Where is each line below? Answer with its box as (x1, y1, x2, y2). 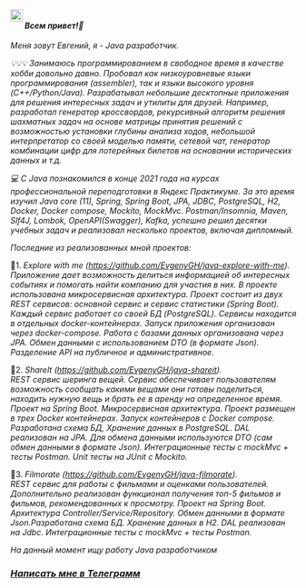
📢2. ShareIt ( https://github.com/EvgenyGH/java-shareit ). (10, 364, 222, 375)
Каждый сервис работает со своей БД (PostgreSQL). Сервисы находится (10, 308, 297, 319)
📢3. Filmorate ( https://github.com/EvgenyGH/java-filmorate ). (10, 469, 239, 480)
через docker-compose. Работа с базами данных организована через (10, 327, 284, 339)
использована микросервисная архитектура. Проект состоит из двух (10, 289, 283, 300)
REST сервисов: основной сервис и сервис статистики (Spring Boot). (10, 299, 280, 310)
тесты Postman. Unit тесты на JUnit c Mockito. (10, 452, 188, 463)
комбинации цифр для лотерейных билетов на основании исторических (10, 145, 292, 156)
